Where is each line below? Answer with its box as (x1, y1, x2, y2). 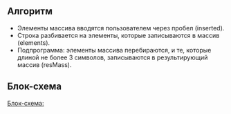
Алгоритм (7, 6, 53, 17)
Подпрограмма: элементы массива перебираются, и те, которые (17, 46, 212, 54)
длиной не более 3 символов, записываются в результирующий (17, 53, 208, 61)
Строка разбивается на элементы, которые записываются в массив (17, 31, 220, 39)
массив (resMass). (17, 60, 72, 68)
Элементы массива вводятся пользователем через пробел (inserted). (17, 23, 225, 32)
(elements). (17, 38, 50, 47)
